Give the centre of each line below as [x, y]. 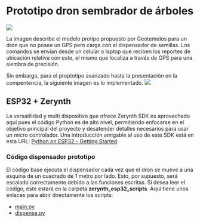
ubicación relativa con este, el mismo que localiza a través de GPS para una [99, 57]
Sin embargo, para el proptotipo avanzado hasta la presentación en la [92, 75]
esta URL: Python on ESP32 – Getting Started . [62, 141]
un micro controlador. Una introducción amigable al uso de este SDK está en [100, 135]
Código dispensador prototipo [51, 156]
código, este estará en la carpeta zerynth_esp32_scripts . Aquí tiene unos [97, 189]
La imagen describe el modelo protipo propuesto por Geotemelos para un [96, 38]
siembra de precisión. [33, 64]
